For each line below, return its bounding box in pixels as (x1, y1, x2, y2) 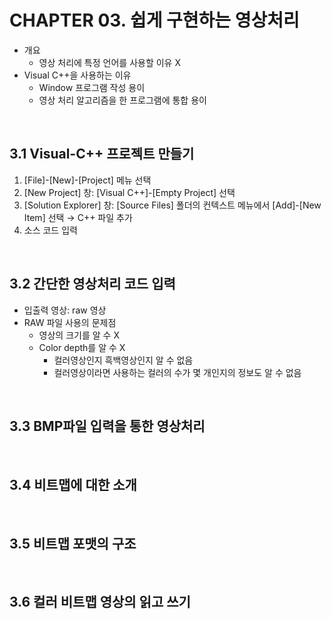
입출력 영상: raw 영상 (23, 304, 107, 316)
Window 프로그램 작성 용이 (38, 81, 146, 93)
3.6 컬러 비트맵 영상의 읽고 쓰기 (9, 594, 191, 611)
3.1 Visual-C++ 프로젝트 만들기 (9, 146, 195, 163)
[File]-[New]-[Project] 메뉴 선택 (23, 174, 152, 186)
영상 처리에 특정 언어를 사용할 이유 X (38, 56, 181, 68)
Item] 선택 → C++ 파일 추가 (23, 211, 133, 223)
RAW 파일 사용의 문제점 (23, 316, 117, 328)
